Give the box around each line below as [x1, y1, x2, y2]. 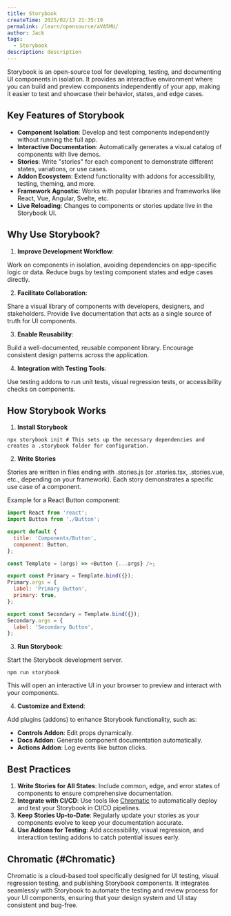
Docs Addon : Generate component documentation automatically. [17, 736, 203, 745]
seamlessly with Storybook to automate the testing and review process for [7, 886, 219, 895]
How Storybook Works [7, 405, 107, 417]
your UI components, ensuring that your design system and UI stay [7, 893, 198, 901]
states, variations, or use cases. [17, 164, 108, 173]
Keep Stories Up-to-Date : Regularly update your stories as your [17, 811, 200, 819]
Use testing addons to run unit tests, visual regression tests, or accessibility [7, 377, 222, 385]
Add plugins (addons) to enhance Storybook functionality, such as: [7, 716, 197, 724]
